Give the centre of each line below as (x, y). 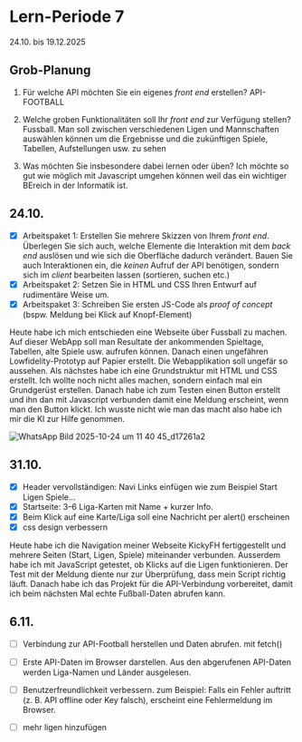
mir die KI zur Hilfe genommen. (67, 418)
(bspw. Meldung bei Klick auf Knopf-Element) (107, 314)
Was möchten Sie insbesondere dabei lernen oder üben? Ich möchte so (156, 166)
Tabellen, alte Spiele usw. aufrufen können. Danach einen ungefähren (139, 351)
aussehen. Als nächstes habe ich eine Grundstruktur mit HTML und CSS (143, 370)
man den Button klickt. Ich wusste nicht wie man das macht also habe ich (146, 409)
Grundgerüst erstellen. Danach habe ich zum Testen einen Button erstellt (145, 390)
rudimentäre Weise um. (66, 294)
